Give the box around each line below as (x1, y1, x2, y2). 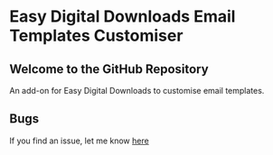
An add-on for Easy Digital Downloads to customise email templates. (9, 86, 265, 96)
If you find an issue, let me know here (9, 135, 149, 146)
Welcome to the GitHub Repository (9, 61, 210, 77)
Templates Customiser (9, 25, 184, 46)
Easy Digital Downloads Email (9, 6, 236, 27)
